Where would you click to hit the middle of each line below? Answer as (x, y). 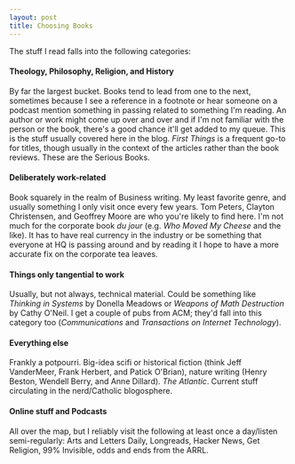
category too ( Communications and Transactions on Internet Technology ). (145, 323)
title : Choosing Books (51, 26)
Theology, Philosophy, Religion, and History (92, 71)
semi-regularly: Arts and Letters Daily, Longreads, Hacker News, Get (135, 440)
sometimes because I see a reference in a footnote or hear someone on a (144, 100)
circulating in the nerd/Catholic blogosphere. (91, 391)
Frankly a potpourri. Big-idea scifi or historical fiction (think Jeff (125, 363)
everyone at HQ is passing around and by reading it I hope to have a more (144, 244)
